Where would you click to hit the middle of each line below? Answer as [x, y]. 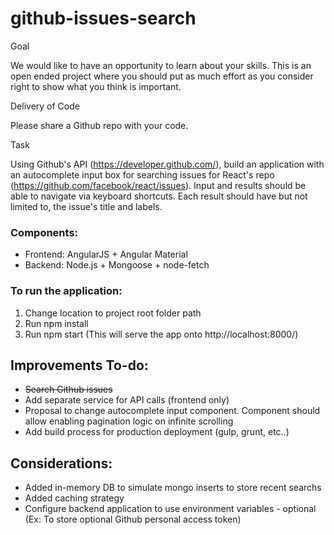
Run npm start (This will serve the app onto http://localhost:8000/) [161, 334]
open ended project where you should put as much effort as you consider [162, 76]
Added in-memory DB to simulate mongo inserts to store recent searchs [173, 488]
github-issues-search [103, 18]
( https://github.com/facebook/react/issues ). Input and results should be [158, 185]
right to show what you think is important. [96, 86]
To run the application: [66, 291]
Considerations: [61, 463]
